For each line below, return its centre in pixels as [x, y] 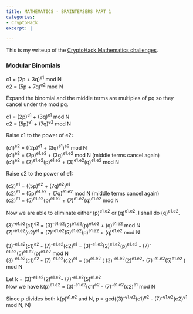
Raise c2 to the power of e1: [40, 174]
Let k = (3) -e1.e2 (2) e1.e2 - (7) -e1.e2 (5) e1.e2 [54, 279]
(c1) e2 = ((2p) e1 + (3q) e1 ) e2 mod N [47, 147]
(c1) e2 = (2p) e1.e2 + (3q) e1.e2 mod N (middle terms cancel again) [83, 154]
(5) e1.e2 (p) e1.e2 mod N [43, 253]
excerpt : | [19, 28]
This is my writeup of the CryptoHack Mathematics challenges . [82, 50]
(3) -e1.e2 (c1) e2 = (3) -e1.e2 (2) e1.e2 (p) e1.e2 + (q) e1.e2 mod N [73, 224]
